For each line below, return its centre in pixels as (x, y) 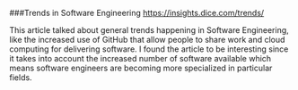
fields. (21, 78)
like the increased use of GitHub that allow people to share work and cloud (147, 40)
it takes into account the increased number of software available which (140, 58)
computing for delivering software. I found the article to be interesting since (149, 49)
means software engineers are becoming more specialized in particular (141, 68)
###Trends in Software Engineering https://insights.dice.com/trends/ (137, 13)
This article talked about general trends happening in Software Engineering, (149, 30)
